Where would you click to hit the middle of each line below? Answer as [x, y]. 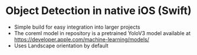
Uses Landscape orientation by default [61, 46]
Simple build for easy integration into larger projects [77, 27]
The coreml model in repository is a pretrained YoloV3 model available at [102, 33]
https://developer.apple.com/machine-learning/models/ [82, 39]
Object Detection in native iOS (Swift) [98, 11]
